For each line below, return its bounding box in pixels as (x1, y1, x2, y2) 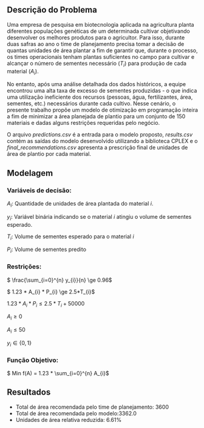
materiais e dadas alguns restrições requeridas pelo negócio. (7, 119, 160, 127)
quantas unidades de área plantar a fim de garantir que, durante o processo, (7, 47, 198, 54)
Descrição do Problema (7, 5, 98, 15)
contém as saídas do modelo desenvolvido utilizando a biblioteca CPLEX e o (7, 138, 198, 145)
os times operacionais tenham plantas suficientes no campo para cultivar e (7, 53, 195, 60)
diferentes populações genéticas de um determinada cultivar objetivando (7, 27, 190, 35)
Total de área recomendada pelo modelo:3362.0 (15, 409, 137, 417)
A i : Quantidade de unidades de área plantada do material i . (7, 200, 154, 209)
